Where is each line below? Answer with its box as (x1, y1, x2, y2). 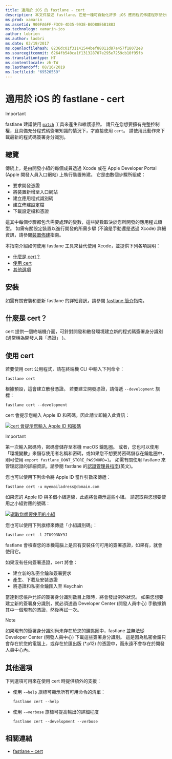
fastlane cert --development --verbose (12, 719, 98, 724)
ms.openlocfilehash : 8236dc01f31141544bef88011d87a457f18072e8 (5, 46, 143, 51)
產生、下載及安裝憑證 (12, 577, 58, 583)
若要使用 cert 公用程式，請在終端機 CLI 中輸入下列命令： (5, 366, 124, 372)
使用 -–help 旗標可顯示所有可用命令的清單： (12, 689, 106, 695)
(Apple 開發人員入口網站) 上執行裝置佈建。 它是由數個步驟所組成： (5, 171, 146, 178)
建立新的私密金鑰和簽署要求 (12, 570, 72, 576)
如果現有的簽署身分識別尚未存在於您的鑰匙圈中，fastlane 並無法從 (5, 628, 145, 634)
